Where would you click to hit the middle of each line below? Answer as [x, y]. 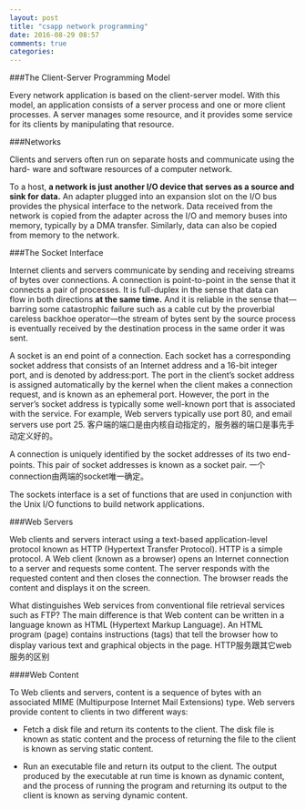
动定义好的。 [33, 436]
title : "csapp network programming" [79, 26]
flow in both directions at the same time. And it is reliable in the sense [141, 299]
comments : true [38, 43]
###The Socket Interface [56, 253]
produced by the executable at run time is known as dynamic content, [153, 776]
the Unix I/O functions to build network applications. [107, 504]
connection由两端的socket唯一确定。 [79, 476]
